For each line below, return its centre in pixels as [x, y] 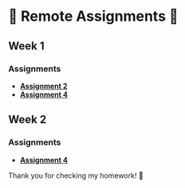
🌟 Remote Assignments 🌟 [93, 16]
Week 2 [28, 120]
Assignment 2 [43, 86]
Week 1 [26, 46]
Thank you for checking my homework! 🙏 [76, 175]
